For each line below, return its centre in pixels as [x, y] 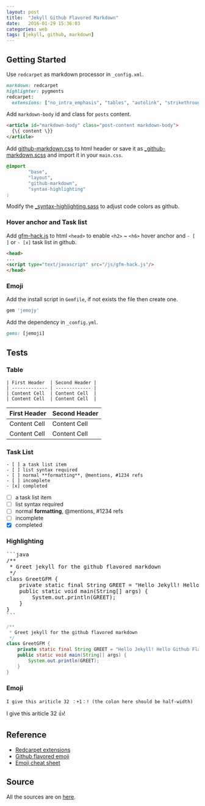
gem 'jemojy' [23, 311]
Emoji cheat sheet [38, 763]
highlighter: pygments [35, 91]
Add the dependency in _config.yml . [52, 323]
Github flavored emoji [42, 756]
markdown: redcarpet [33, 85]
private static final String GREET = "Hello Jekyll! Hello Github [103, 649]
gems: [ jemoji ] [26, 334]
